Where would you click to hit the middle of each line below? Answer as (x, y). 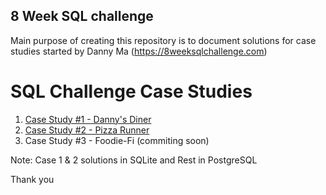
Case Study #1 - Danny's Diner (88, 119)
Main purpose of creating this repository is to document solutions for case (163, 40)
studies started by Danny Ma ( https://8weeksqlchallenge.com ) (139, 51)
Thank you (32, 179)
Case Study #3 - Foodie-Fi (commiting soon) (117, 140)
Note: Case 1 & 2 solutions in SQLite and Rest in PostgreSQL (134, 160)
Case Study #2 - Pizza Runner (87, 130)
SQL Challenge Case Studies (131, 91)
